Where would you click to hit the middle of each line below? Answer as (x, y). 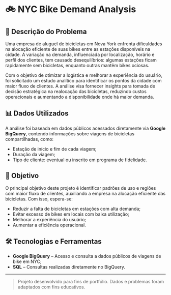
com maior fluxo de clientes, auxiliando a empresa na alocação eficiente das (85, 193)
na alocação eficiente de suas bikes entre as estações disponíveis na (78, 49)
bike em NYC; (27, 261)
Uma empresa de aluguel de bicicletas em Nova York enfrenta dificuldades (84, 44)
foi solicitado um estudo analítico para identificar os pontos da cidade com (83, 81)
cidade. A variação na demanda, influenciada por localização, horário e (80, 54)
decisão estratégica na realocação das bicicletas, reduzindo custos (76, 91)
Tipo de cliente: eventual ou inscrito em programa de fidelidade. (80, 160)
